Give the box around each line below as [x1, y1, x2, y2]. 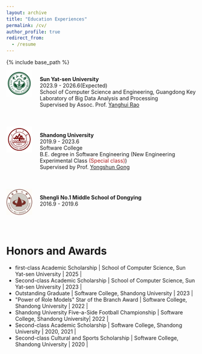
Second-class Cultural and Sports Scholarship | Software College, [14, 334, 179, 341]
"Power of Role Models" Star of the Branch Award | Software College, [14, 296, 188, 303]
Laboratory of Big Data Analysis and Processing [40, 95, 158, 102]
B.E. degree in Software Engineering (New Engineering [40, 151, 176, 157]
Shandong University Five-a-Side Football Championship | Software [14, 308, 183, 316]
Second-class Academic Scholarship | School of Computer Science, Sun [14, 276, 195, 284]
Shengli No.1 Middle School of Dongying [40, 194, 142, 201]
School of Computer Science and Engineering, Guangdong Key [40, 88, 196, 96]
